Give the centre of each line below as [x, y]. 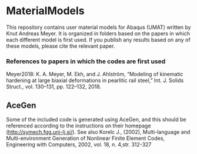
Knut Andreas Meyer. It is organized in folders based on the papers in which [98, 33]
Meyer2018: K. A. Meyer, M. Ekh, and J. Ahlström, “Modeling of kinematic [95, 74]
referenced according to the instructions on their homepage [79, 126]
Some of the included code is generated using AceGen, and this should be [96, 120]
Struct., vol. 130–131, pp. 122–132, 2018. [54, 87]
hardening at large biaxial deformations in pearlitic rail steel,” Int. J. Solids [95, 80]
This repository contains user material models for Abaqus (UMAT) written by [98, 27]
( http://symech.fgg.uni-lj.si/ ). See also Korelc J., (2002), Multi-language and [98, 132]
